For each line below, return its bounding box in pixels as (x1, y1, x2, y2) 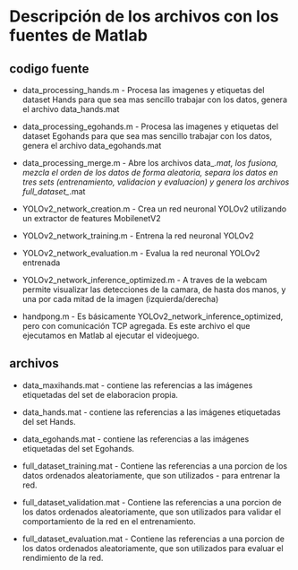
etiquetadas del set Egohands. (21, 443, 135, 453)
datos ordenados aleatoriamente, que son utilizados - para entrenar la (21, 470, 280, 480)
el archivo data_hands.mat (21, 104, 120, 114)
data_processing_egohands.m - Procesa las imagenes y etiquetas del (21, 121, 279, 132)
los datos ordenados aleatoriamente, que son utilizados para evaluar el (21, 542, 284, 553)
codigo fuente (9, 61, 89, 76)
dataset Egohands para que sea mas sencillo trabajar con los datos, (21, 131, 273, 141)
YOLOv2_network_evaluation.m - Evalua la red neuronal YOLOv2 (21, 248, 261, 258)
